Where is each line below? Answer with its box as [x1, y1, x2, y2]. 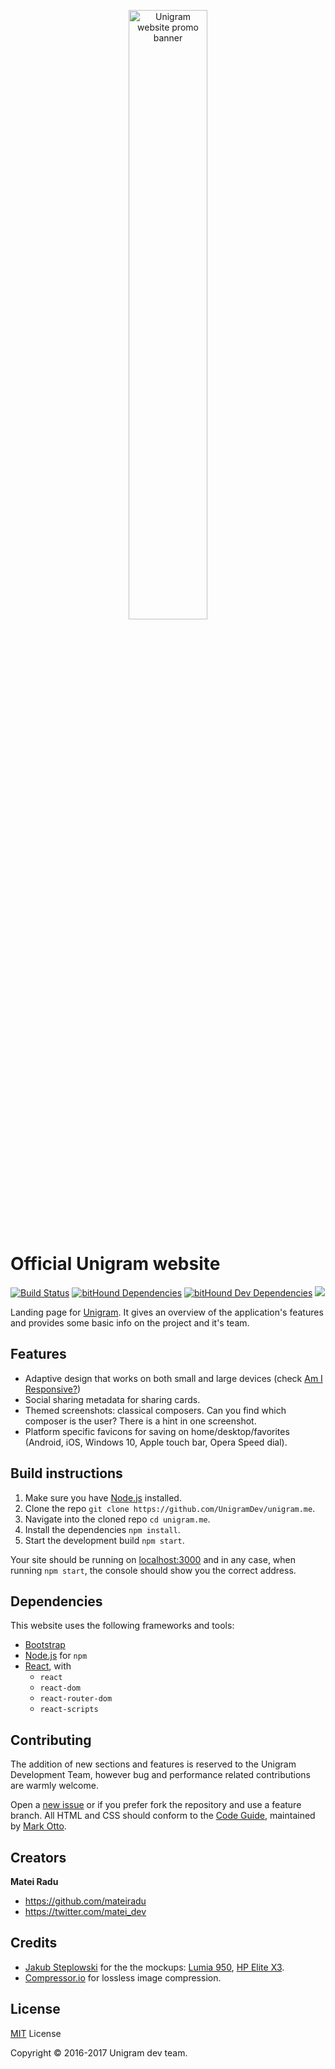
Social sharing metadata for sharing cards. [24, 1393, 201, 1405]
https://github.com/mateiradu [24, 1895, 147, 1907]
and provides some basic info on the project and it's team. [10, 1316, 250, 1329]
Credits [10, 1935, 58, 1952]
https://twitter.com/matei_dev [24, 1906, 147, 1917]
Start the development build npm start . [24, 1534, 185, 1546]
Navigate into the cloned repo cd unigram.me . [24, 1513, 211, 1525]
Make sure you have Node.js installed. [24, 1491, 182, 1504]
